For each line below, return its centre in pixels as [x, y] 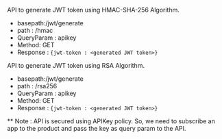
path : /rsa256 [37, 86]
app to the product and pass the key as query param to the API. [97, 128]
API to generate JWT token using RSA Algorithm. [76, 65]
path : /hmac [35, 30]
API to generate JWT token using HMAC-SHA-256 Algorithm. [94, 10]
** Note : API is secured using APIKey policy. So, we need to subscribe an [111, 121]
